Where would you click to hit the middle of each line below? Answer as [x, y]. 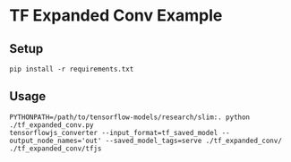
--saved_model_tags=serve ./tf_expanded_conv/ [193, 141]
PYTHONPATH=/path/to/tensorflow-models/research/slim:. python [130, 117]
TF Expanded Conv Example [116, 16]
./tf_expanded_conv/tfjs [56, 149]
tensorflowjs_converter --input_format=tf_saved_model [114, 132]
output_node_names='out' [56, 141]
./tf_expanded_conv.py [51, 125]
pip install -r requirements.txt [72, 69]
